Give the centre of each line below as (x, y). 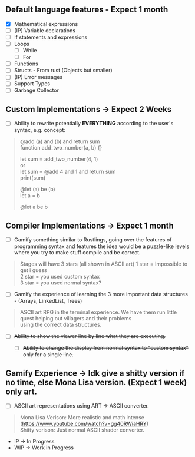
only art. (22, 391)
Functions (26, 64)
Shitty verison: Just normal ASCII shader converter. (82, 430)
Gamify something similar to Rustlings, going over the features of (93, 240)
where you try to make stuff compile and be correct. (77, 253)
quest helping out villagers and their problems (76, 319)
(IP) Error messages (38, 77)
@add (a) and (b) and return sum (60, 141)
